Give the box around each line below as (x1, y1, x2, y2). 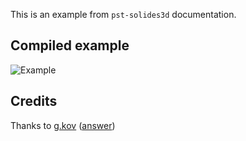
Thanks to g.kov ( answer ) (10, 119, 116, 131)
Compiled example (10, 37, 130, 54)
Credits (10, 93, 58, 110)
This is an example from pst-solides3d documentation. (10, 9, 237, 20)
